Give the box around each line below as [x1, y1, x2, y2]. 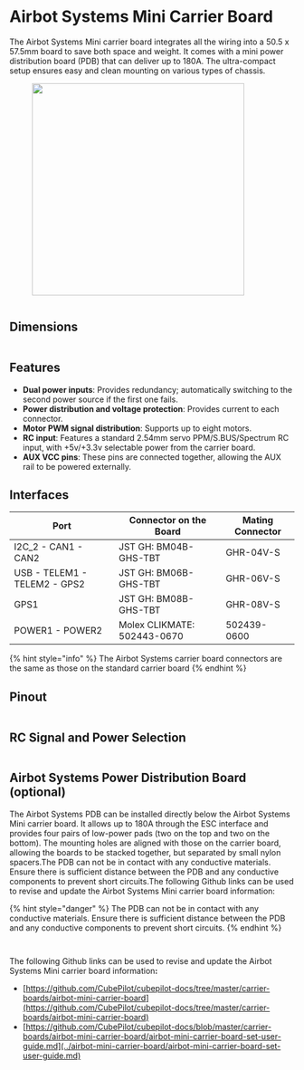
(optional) [9, 785, 66, 800]
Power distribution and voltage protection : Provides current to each [22, 403, 280, 414]
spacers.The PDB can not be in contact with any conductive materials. [9, 856, 271, 867]
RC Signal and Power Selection [9, 730, 187, 745]
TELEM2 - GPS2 [14, 578, 86, 590]
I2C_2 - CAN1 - [14, 540, 83, 553]
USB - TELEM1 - [14, 567, 88, 579]
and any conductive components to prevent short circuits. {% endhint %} [9, 922, 282, 933]
